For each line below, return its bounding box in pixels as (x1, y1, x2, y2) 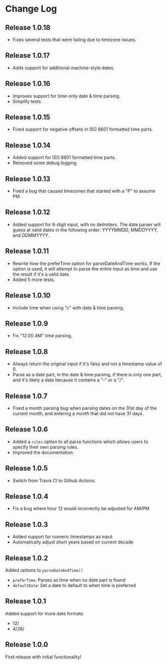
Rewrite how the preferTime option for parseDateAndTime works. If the (12, 260, 160, 266)
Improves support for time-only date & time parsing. (12, 93, 121, 99)
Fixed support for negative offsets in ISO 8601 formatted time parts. (12, 126, 153, 132)
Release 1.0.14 (5, 141, 51, 149)
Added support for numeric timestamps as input (12, 534, 113, 540)
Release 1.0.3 (5, 520, 48, 529)
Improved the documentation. (12, 449, 74, 455)
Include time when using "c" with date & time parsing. (12, 304, 125, 310)
